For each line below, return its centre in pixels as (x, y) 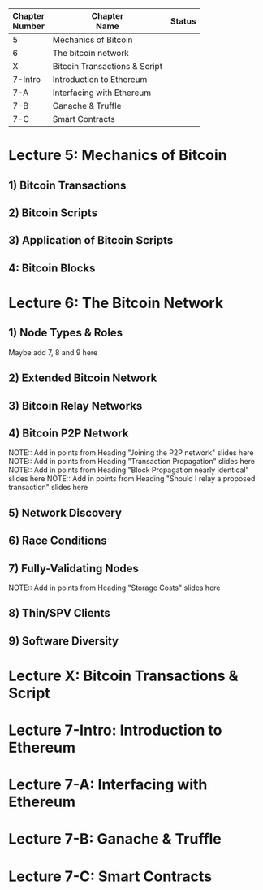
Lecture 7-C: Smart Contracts (110, 876)
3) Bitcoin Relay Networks (75, 406)
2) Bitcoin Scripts (53, 213)
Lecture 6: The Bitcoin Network (116, 303)
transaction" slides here (48, 488)
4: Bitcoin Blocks (52, 268)
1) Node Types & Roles (66, 333)
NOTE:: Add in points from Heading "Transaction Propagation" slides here (132, 462)
